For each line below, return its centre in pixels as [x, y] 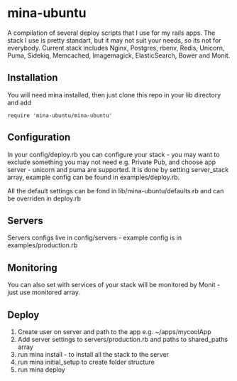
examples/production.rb [43, 245]
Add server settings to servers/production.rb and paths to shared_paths [123, 339]
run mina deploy [41, 370]
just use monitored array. [44, 292]
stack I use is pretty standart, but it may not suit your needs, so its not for [114, 40]
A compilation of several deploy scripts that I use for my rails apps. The [111, 33]
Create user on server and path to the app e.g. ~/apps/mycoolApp [114, 332]
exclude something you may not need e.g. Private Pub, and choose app [112, 162]
